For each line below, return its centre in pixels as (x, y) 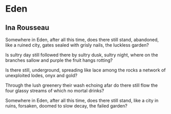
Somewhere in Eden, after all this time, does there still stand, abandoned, (82, 40)
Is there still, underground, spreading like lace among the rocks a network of (86, 70)
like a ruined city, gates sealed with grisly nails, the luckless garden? (77, 45)
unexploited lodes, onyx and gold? (41, 75)
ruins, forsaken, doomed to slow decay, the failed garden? (66, 106)
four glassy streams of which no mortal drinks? (55, 91)
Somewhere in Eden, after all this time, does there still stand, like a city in (82, 100)
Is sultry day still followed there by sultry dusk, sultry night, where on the (82, 55)
